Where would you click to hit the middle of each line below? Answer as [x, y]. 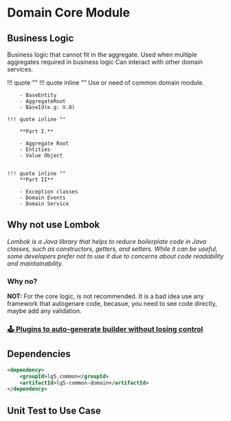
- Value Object [41, 156]
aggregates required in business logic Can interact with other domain [105, 62]
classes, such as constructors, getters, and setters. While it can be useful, [112, 249]
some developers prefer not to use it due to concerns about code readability [115, 256]
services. [20, 69]
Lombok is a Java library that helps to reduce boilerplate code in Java [107, 241]
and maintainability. [35, 263]
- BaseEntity [38, 95]
